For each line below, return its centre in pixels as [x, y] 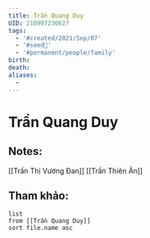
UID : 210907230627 [39, 23]
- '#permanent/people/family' [65, 53]
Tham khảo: [39, 195]
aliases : [23, 75]
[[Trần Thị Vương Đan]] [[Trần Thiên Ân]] [76, 171]
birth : [19, 61]
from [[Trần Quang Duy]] [49, 221]
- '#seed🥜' [34, 46]
